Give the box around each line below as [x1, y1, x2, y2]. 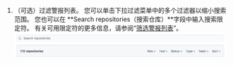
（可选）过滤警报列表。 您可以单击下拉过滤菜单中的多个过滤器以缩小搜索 [13, 6, 227, 14]
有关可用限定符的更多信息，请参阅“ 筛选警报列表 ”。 [34, 24, 183, 32]
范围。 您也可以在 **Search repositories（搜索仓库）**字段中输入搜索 [13, 15, 217, 23]
